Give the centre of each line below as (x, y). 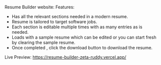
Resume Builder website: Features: (39, 7)
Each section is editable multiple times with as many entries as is (77, 27)
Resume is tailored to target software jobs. (54, 22)
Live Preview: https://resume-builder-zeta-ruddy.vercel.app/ (66, 57)
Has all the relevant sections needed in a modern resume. (70, 16)
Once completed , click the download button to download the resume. (82, 48)
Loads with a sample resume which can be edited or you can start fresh (84, 37)
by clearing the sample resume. (43, 43)
